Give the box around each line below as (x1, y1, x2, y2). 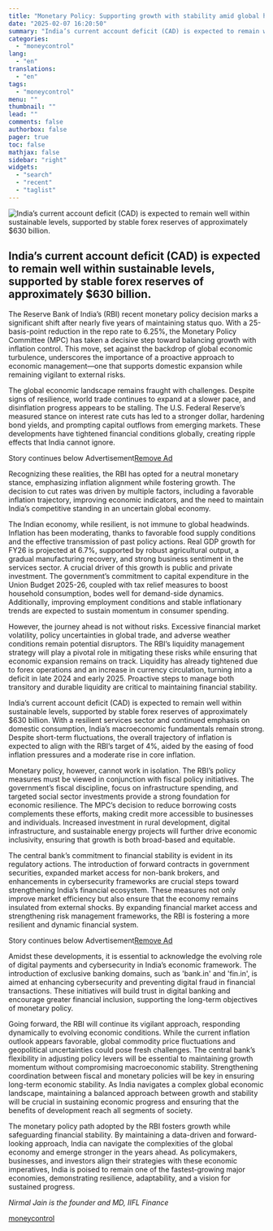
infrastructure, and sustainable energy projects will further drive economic (8, 826, 258, 835)
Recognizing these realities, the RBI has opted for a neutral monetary (8, 469, 239, 479)
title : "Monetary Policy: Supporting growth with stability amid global (8, 11, 260, 20)
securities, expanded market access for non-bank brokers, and (8, 868, 220, 878)
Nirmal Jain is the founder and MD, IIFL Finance (8, 1198, 169, 1207)
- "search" (15, 171, 53, 179)
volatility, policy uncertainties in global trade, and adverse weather (8, 630, 231, 640)
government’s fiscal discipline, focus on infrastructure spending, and (8, 782, 238, 792)
